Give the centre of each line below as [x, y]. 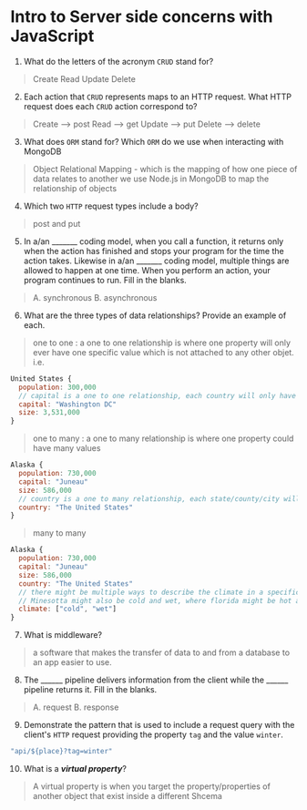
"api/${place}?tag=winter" [61, 752]
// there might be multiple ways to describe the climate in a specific [159, 592]
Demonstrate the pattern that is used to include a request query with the [159, 725]
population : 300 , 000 [57, 387]
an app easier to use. [72, 662]
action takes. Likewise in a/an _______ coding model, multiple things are [156, 261]
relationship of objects [75, 188]
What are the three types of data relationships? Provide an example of [155, 315]
